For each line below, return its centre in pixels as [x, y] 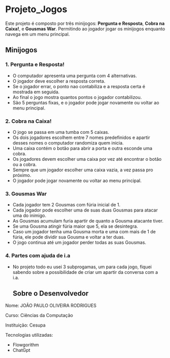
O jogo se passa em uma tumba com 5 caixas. [61, 132]
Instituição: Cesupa [25, 325]
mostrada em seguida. [36, 92]
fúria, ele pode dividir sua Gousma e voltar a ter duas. [69, 237]
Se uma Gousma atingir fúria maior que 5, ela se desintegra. [75, 226]
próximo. [22, 175]
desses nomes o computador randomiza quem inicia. [68, 142]
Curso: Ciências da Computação [39, 315]
